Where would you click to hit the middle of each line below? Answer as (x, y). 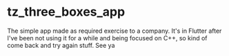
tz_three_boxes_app (66, 12)
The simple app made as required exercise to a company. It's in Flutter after (114, 31)
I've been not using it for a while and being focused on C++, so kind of (108, 38)
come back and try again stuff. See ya (61, 45)
